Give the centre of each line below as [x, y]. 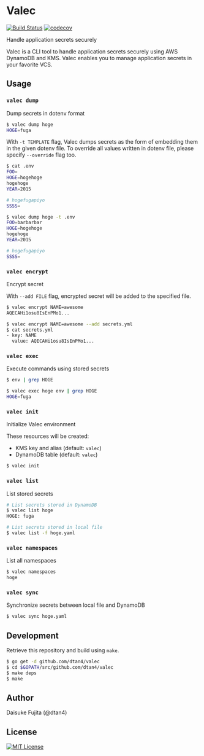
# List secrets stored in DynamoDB [52, 505]
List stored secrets [30, 493]
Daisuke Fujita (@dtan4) [37, 712]
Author [20, 698]
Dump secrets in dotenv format [46, 113]
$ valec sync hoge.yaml [37, 617]
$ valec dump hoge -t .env [41, 217]
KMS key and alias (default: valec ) [59, 448]
